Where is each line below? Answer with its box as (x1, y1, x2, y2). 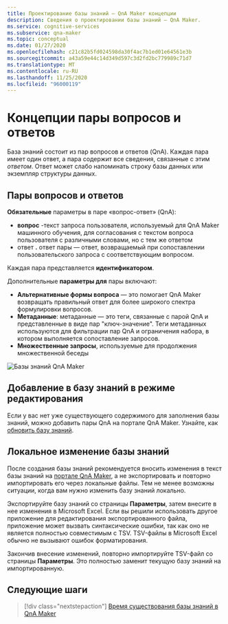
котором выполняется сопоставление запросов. (16, 335, 160, 342)
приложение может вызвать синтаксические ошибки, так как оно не (7, 521, 209, 530)
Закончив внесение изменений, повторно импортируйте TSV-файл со (7, 549, 214, 558)
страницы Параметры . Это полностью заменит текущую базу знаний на (7, 557, 221, 565)
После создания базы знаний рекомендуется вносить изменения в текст (7, 464, 222, 472)
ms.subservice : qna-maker (7, 29, 81, 37)
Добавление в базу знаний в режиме (7, 382, 175, 394)
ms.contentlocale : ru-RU (7, 67, 78, 74)
